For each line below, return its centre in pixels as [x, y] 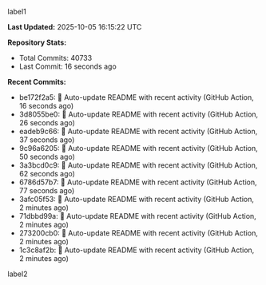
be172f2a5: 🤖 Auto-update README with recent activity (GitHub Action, [137, 97]
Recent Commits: [37, 82]
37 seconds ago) [47, 140]
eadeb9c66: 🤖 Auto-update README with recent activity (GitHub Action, [138, 131]
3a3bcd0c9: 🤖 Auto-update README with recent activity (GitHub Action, [138, 165]
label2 [18, 274]
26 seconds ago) [47, 123]
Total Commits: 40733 [56, 58]
